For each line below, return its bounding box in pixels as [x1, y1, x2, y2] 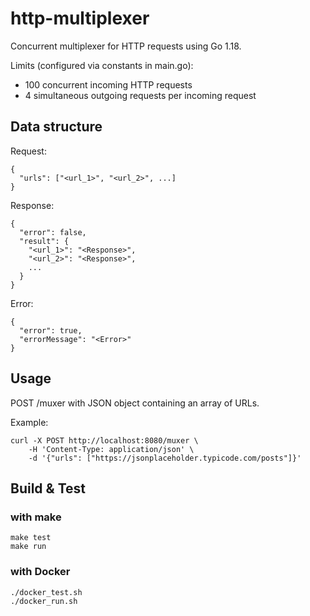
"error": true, [19, 325, 83, 336]
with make [10, 510, 62, 524]
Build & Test [10, 480, 86, 497]
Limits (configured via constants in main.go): [10, 59, 194, 71]
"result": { [19, 236, 70, 246]
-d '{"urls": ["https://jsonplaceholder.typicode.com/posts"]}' [28, 453, 302, 463]
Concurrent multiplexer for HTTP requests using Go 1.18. [10, 40, 242, 52]
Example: [10, 416, 49, 428]
